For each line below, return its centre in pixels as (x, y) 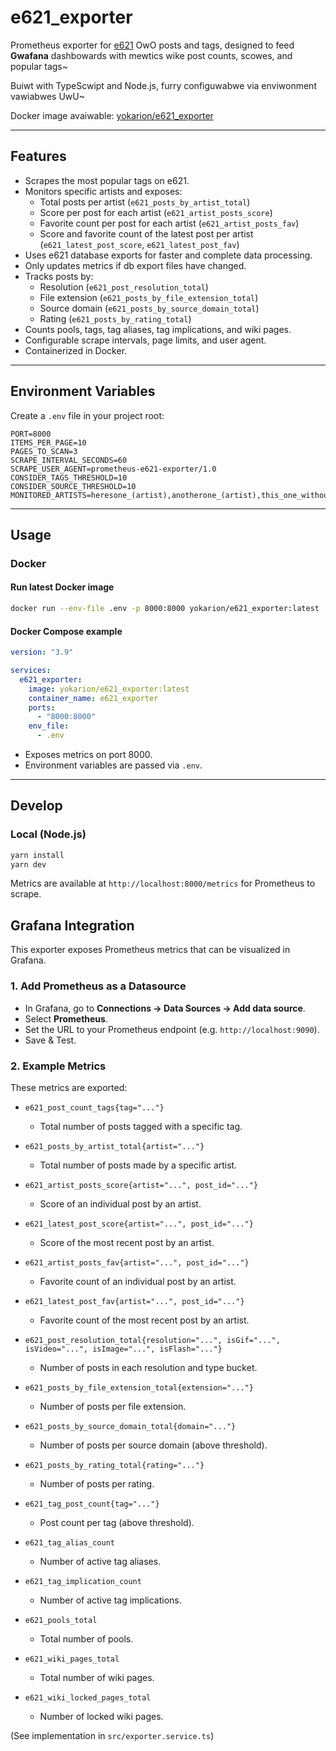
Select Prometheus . (66, 1018)
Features (38, 156)
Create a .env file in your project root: (87, 415)
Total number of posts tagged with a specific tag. (141, 1126)
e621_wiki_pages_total (72, 1659)
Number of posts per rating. (97, 1483)
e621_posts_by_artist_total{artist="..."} (114, 1146)
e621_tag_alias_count (69, 1542)
